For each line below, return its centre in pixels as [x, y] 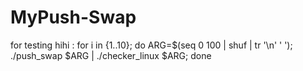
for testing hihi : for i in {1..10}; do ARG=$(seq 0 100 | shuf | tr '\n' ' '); [151, 45]
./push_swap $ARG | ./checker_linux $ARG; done [111, 55]
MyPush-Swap [73, 17]
